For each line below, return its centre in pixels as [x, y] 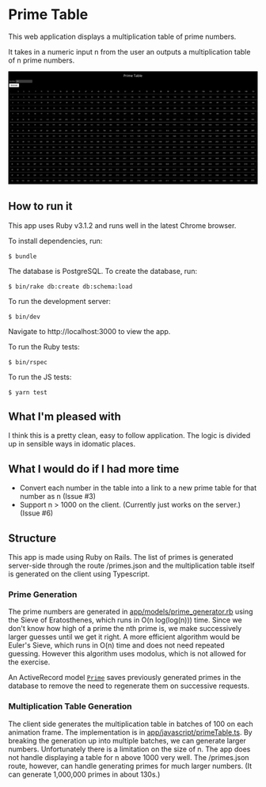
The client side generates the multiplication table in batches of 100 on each [131, 724]
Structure [32, 538]
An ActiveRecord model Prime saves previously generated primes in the [125, 678]
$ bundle [23, 256]
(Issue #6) [36, 513]
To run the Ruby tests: [44, 347]
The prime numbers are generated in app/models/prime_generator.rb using [131, 612]
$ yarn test [28, 392]
